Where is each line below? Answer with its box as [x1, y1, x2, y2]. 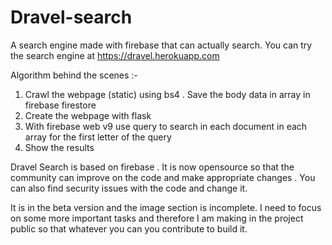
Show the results [24, 141, 95, 153]
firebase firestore [24, 99, 97, 111]
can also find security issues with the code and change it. [10, 182, 248, 194]
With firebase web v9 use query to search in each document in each [24, 120, 308, 132]
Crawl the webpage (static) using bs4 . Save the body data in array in [24, 88, 311, 100]
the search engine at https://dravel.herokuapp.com [10, 49, 220, 61]
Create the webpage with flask [24, 109, 152, 121]
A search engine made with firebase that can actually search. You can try [10, 39, 313, 51]
